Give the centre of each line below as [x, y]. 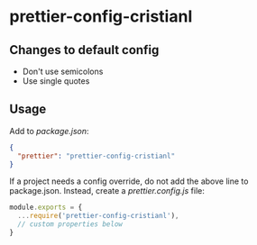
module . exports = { [46, 208]
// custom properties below [70, 224]
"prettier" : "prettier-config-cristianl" [96, 156]
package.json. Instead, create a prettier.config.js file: [107, 191]
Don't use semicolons [63, 71]
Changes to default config [84, 50]
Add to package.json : [49, 131]
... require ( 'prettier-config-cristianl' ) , [98, 216]
